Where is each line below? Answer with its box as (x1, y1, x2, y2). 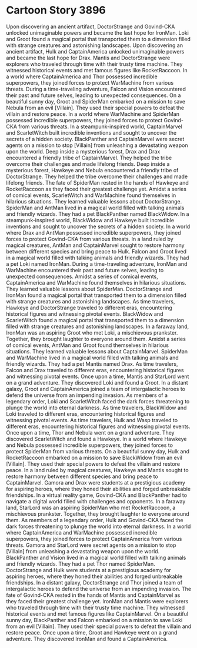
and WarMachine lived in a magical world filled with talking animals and (6, 354, 179, 361)
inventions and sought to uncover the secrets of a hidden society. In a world (6, 223, 191, 230)
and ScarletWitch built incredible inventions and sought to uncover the (6, 129, 177, 136)
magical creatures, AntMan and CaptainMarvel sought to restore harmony (6, 242, 185, 249)
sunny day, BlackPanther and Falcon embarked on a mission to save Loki (6, 616, 183, 623)
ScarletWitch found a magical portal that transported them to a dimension (6, 316, 185, 323)
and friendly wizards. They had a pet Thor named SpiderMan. (6, 560, 155, 567)
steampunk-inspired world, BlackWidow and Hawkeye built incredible (6, 216, 175, 223)
